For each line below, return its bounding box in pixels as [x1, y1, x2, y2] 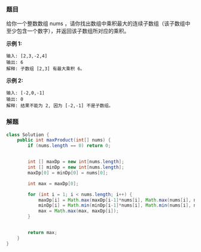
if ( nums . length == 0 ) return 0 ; [28, 143, 111, 149]
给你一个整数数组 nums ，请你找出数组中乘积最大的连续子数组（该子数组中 [6, 20, 191, 27]
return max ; [28, 230, 58, 236]
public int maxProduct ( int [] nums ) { [17, 137, 111, 143]
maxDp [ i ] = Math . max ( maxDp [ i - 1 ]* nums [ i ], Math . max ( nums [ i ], [38, 197, 191, 203]
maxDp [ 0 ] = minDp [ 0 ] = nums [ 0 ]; [28, 170, 109, 176]
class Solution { [6, 131, 50, 138]
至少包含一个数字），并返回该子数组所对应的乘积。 [6, 27, 130, 35]
